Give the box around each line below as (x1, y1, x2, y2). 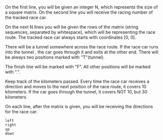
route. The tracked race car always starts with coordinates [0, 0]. (5, 34, 136, 40)
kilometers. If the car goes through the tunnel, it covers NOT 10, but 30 (5, 89, 148, 94)
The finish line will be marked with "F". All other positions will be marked (5, 64, 151, 70)
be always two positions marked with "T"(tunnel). (5, 54, 105, 60)
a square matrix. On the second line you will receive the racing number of (5, 9, 153, 15)
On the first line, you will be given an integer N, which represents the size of (5, 4, 158, 10)
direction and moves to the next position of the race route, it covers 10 (5, 84, 147, 90)
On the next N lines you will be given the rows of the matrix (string (5, 24, 139, 30)
